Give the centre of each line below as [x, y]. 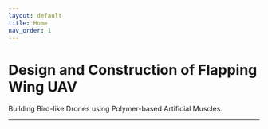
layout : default [35, 16]
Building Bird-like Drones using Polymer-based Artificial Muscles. [116, 109]
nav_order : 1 [30, 30]
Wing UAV [43, 86]
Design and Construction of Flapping [133, 70]
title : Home [28, 23]
